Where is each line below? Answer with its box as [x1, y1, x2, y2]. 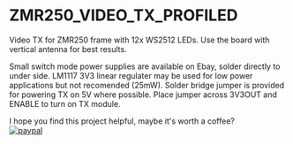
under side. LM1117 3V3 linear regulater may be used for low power [9, 70, 253, 80]
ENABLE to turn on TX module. [9, 98, 121, 109]
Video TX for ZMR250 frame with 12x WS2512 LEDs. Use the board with [9, 34, 270, 45]
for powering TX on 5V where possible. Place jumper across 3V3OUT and [9, 89, 278, 100]
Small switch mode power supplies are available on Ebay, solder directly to [9, 61, 281, 72]
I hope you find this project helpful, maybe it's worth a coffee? [9, 116, 236, 126]
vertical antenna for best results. [9, 43, 127, 54]
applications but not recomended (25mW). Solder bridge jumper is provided [9, 80, 285, 90]
